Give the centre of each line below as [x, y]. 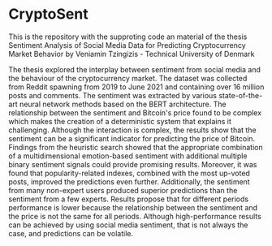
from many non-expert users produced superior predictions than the [123, 190]
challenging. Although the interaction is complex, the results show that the [133, 130]
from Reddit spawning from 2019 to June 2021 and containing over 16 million [136, 87]
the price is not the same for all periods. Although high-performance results [135, 216]
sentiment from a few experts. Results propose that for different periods [129, 199]
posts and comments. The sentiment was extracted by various [113, 95]
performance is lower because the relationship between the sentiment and [133, 207]
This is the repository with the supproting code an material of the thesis [128, 37]
